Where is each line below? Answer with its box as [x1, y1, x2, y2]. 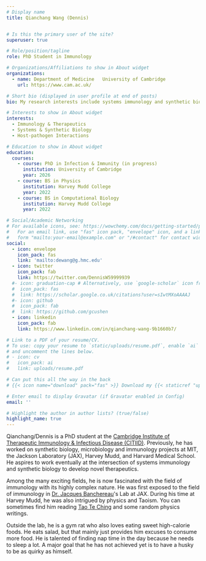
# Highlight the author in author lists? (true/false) [6, 410, 150, 416]
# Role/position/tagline [6, 48, 70, 54]
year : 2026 [22, 172, 51, 179]
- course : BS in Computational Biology [17, 195, 120, 201]
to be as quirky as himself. [6, 547, 73, 555]
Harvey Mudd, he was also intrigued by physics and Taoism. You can [6, 497, 181, 504]
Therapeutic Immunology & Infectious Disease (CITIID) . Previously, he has [6, 439, 193, 447]
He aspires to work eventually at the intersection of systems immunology [6, 458, 191, 466]
